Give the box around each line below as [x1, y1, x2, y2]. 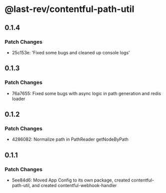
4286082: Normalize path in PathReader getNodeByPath [11, 136, 129, 143]
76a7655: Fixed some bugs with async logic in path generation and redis [11, 90, 162, 96]
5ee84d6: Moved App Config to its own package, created [11, 177, 131, 183]
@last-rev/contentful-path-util [4, 3, 135, 15]
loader [11, 96, 25, 102]
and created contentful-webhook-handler [31, 182, 117, 188]
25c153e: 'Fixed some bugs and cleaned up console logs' [11, 49, 130, 55]
